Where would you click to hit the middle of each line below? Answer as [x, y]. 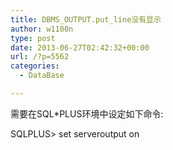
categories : [35, 66]
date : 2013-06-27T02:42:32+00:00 [80, 47]
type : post [33, 38]
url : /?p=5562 [40, 57]
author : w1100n [42, 29]
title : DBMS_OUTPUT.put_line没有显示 [86, 19]
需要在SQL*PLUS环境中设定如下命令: [87, 113]
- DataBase [42, 76]
